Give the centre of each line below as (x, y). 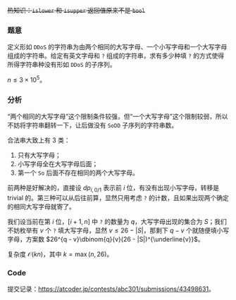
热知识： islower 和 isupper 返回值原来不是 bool (76, 10)
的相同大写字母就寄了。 (41, 207)
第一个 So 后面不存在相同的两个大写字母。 (78, 173)
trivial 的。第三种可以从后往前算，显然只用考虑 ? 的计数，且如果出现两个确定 (118, 198)
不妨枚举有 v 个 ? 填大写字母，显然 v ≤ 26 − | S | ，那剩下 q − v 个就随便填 (112, 230)
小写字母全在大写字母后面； (58, 164)
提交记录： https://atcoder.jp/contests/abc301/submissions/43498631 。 (111, 289)
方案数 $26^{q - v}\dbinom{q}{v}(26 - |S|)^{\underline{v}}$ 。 (115, 239)
